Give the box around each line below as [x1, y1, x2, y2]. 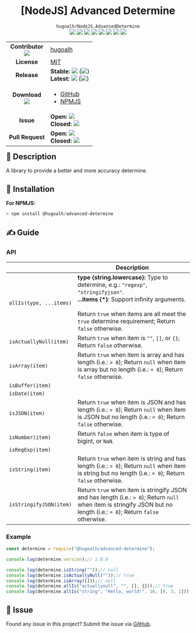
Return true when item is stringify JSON [77, 486, 187, 494]
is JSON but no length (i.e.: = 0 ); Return [77, 413, 185, 421]
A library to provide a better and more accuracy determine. [6, 167, 148, 174]
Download [12, 91, 41, 99]
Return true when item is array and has [77, 351, 185, 359]
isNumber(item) [9, 434, 51, 441]
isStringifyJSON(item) [9, 501, 72, 508]
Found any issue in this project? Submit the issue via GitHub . [6, 620, 152, 627]
